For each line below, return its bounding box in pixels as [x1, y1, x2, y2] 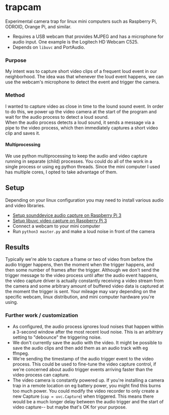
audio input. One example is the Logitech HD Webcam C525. [12, 38, 139, 44]
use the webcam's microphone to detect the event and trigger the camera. [5, 79, 160, 85]
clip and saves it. [5, 130, 40, 136]
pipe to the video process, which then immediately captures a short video [5, 124, 158, 130]
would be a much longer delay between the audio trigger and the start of [12, 398, 164, 404]
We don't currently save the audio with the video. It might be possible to [12, 339, 162, 345]
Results [5, 243, 30, 251]
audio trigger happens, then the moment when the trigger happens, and [5, 262, 155, 268]
